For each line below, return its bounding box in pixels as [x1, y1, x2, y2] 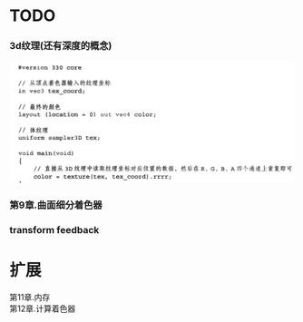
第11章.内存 [9, 291, 51, 302]
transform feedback [9, 223, 100, 236]
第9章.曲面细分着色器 [9, 199, 103, 211]
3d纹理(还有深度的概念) [9, 40, 112, 53]
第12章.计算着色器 [9, 303, 76, 314]
